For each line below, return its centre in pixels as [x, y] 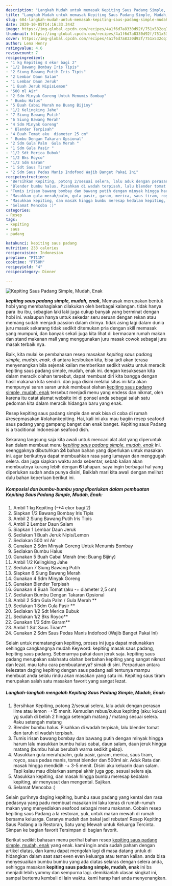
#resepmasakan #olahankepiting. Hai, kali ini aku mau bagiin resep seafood [85, 419]
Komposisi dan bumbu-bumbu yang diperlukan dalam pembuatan [78, 489]
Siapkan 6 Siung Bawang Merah [47, 573]
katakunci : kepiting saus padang [41, 243]
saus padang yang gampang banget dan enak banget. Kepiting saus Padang [86, 424]
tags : [11, 220]
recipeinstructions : [28, 177]
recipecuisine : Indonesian [34, 253]
